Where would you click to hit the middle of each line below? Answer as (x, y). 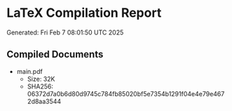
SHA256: (40, 86)
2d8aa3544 (44, 101)
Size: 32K (41, 79)
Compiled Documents (55, 54)
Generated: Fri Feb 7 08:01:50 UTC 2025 (65, 32)
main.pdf (29, 71)
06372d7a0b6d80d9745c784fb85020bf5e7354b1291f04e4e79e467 (126, 93)
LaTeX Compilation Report (84, 13)
